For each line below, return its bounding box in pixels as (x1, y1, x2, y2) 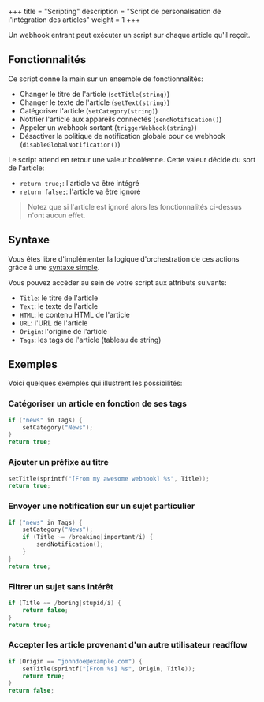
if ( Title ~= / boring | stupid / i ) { (8, 599, 122, 607)
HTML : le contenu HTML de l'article (19, 310, 130, 319)
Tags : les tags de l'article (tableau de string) (19, 335, 162, 344)
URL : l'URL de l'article (19, 318, 88, 328)
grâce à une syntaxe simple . (8, 262, 100, 272)
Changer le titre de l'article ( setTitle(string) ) (19, 89, 170, 98)
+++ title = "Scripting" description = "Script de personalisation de (8, 7, 221, 16)
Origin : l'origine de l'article (19, 326, 108, 336)
